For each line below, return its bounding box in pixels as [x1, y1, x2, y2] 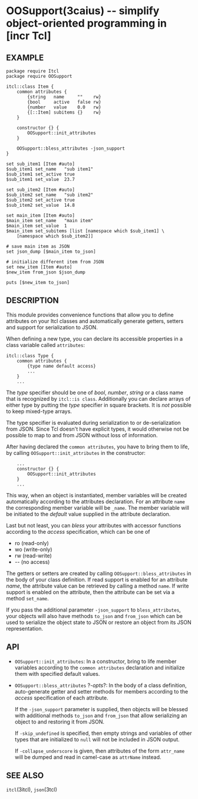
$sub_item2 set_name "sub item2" [6, 192, 94, 198]
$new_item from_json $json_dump [6, 269, 85, 275]
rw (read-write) [14, 552, 52, 559]
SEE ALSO [6, 771, 44, 781]
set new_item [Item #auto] [6, 264, 72, 270]
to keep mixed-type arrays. [6, 408, 72, 415]
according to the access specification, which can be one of [6, 528, 150, 535]
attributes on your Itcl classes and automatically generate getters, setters [6, 317, 184, 325]
